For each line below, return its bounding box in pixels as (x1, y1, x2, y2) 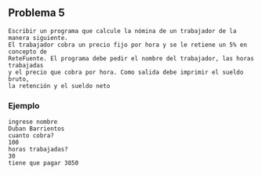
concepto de (8, 47, 47, 56)
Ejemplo (8, 100, 40, 111)
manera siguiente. (8, 34, 68, 42)
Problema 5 (8, 6, 65, 20)
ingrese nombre (8, 118, 58, 126)
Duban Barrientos (8, 125, 65, 133)
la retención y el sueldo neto (8, 82, 111, 89)
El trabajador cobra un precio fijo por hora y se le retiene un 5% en (8, 41, 247, 49)
